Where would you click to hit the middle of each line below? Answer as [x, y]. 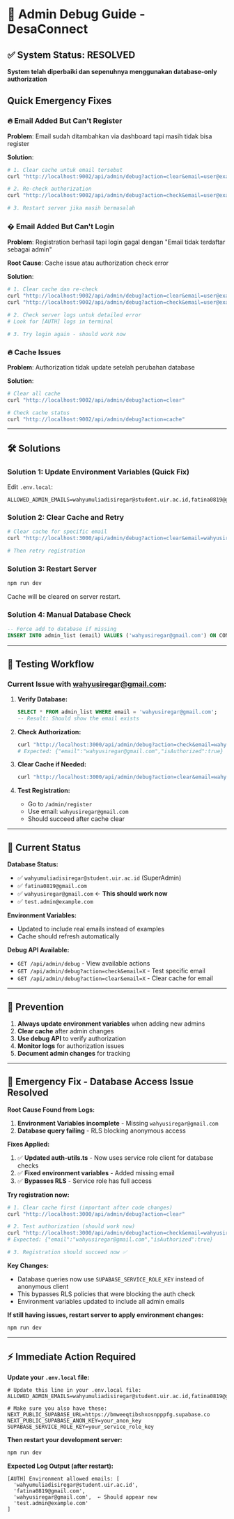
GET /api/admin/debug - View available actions [84, 964]
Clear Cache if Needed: [52, 764]
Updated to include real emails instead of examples [91, 929]
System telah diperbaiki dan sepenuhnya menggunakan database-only [112, 72]
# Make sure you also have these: [57, 1408]
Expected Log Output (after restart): [60, 1466]
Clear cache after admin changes [65, 1031]
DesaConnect [48, 29]
